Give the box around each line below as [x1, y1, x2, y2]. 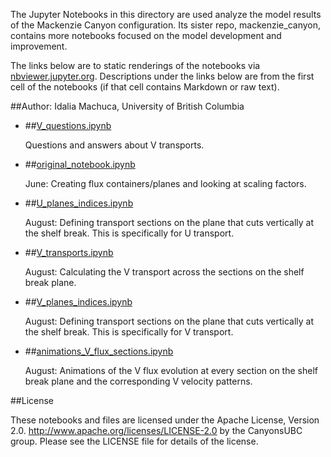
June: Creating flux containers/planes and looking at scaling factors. [24, 178, 307, 189]
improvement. [10, 40, 68, 52]
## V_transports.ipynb [24, 247, 114, 258]
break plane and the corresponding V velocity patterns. [24, 375, 253, 387]
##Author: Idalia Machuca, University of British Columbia [10, 100, 245, 112]
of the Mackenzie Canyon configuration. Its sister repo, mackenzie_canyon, [10, 19, 322, 31]
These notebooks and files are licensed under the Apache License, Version [10, 414, 320, 426]
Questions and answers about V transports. [24, 139, 205, 151]
